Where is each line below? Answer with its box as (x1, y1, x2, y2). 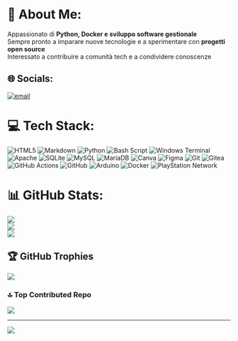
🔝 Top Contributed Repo (7, 290, 92, 300)
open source (7, 45, 45, 53)
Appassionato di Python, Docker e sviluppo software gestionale (7, 30, 197, 38)
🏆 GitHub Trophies (7, 250, 94, 262)
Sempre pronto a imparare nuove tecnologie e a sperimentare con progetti (7, 37, 225, 45)
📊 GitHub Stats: (7, 187, 104, 203)
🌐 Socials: (7, 73, 54, 85)
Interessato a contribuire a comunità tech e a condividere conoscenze (7, 52, 212, 61)
